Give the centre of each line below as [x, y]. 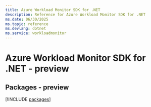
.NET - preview [37, 69]
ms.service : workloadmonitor [36, 33]
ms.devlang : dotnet [26, 29]
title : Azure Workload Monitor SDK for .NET [53, 10]
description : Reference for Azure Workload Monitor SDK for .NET [75, 15]
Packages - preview [37, 87]
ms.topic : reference [27, 24]
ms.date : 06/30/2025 [27, 19]
